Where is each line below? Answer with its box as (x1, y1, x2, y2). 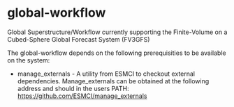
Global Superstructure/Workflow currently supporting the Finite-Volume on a (7, 28, 228, 36)
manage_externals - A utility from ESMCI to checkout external (17, 69, 196, 78)
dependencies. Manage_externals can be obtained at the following (17, 76, 210, 85)
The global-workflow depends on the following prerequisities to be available (7, 49, 226, 57)
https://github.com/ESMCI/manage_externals (17, 92, 147, 100)
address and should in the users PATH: (17, 84, 129, 92)
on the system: (7, 56, 50, 64)
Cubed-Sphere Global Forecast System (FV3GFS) (7, 35, 150, 43)
